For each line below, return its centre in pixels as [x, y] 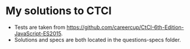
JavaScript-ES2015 [38, 33]
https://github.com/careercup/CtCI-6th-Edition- [125, 27]
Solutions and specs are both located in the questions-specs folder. [98, 40]
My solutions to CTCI [59, 11]
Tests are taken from [40, 27]
